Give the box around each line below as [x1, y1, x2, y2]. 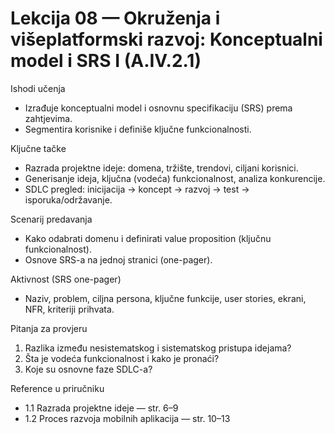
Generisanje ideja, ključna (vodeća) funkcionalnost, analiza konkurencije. [24, 172, 326, 184]
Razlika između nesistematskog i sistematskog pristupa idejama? [24, 342, 292, 354]
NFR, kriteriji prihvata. [24, 303, 115, 315]
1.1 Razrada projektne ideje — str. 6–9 [24, 402, 179, 414]
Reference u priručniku [10, 382, 105, 394]
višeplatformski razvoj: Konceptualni [10, 28, 323, 51]
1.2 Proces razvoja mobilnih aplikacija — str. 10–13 [24, 412, 231, 424]
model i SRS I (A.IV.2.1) [10, 50, 202, 72]
